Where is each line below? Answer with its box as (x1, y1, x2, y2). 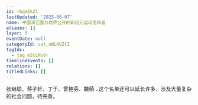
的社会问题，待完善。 (6, 93, 58, 100)
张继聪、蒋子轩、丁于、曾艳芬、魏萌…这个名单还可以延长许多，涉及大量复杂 (6, 86, 192, 93)
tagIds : (6, 47, 25, 53)
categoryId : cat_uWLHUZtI (6, 42, 70, 48)
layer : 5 (6, 31, 28, 36)
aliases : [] (6, 25, 35, 31)
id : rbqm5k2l (6, 8, 38, 15)
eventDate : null (6, 36, 46, 42)
